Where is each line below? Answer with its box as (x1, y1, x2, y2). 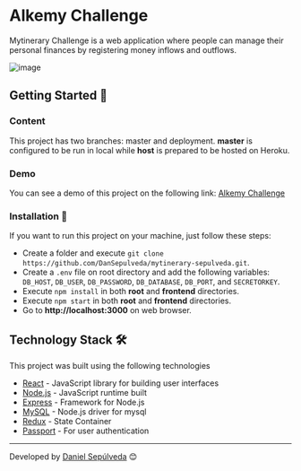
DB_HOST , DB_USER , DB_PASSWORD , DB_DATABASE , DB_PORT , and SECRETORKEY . (21, 276, 280, 287)
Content (9, 115, 47, 127)
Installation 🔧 (9, 210, 68, 222)
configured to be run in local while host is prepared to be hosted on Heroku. (9, 144, 290, 155)
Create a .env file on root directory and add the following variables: (21, 266, 271, 278)
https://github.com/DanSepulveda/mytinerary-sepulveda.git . (21, 257, 250, 268)
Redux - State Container (21, 416, 112, 427)
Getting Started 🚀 (9, 88, 108, 103)
